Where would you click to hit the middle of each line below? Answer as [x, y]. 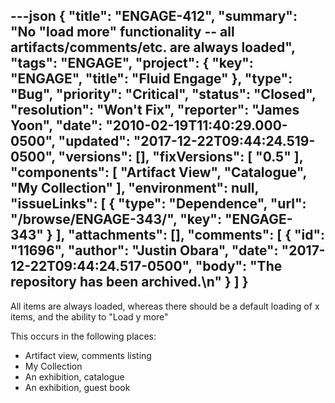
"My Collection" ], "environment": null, [134, 188]
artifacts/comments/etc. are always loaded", [153, 47]
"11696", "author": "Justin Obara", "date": [144, 250]
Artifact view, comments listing [88, 355]
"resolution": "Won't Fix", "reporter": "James [155, 110]
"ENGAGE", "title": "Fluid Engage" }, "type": [151, 79]
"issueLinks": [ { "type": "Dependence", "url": [158, 204]
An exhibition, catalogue [74, 376]
